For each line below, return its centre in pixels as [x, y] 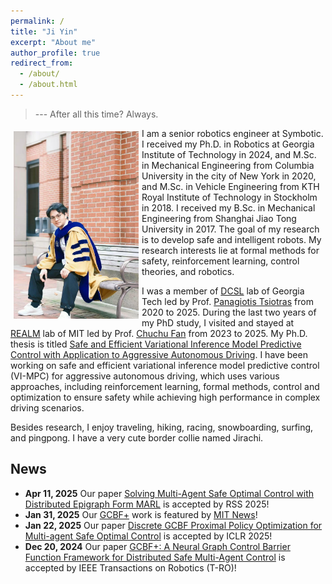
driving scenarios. [47, 407]
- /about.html [48, 85]
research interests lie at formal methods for [230, 250]
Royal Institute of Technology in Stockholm [229, 197]
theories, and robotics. [188, 271]
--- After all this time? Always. [96, 114]
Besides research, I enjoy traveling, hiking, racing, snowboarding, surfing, [162, 427]
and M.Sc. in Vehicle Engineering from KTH [230, 186]
